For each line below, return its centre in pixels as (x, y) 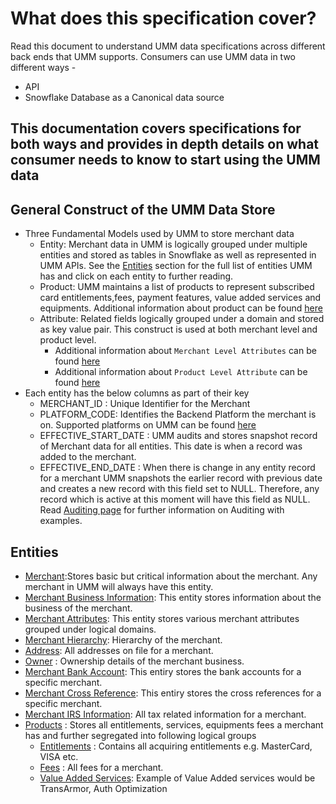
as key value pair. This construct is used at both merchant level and (178, 329)
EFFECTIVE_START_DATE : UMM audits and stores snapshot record (178, 436)
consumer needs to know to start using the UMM (165, 160)
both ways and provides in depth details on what (165, 144)
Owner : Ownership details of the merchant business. (134, 661)
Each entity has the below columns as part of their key (137, 393)
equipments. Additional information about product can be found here (181, 308)
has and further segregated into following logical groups (140, 735)
